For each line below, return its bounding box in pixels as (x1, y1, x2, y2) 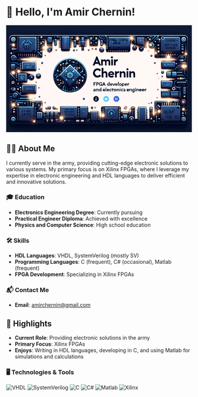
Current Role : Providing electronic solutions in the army (14, 334, 150, 342)
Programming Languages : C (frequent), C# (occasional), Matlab (14, 258, 172, 265)
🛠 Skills (6, 236, 29, 244)
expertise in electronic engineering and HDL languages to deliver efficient (6, 172, 186, 179)
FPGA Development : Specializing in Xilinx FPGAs (14, 271, 134, 278)
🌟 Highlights (6, 319, 52, 329)
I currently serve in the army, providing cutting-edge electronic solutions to (6, 159, 189, 166)
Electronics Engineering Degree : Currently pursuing (14, 209, 143, 216)
